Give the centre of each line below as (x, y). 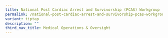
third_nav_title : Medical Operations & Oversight (58, 28)
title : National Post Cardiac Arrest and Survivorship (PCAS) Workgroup (82, 10)
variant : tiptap (22, 19)
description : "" (22, 23)
